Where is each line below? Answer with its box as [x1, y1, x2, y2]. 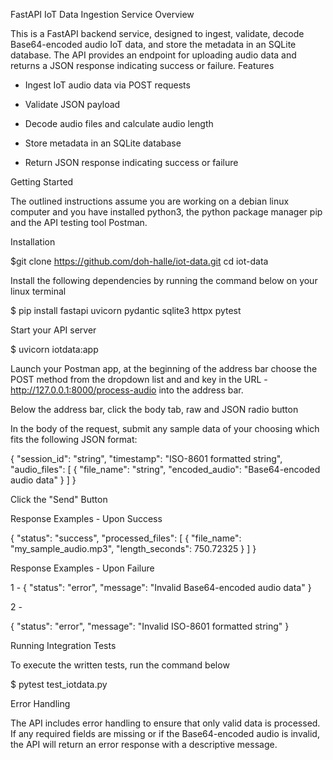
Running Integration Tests [10, 640, 117, 651]
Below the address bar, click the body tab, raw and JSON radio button [10, 404, 299, 415]
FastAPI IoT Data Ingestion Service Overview [10, 9, 195, 20]
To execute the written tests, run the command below [10, 659, 230, 671]
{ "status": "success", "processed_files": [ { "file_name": [10, 532, 242, 544]
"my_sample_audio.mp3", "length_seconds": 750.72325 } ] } [10, 543, 257, 554]
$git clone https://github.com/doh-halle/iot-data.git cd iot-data [10, 255, 269, 267]
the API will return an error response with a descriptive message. [10, 739, 278, 750]
